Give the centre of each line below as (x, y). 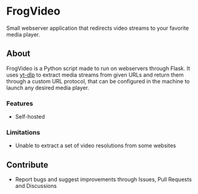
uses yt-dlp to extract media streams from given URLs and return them (95, 75)
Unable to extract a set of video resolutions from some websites (96, 146)
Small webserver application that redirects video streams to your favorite (97, 28)
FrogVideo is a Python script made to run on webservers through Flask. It (98, 68)
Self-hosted (30, 117)
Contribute (27, 165)
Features (20, 103)
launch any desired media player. (48, 88)
